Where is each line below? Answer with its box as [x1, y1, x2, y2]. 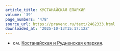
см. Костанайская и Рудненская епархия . [12, 40, 104, 46]
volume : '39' [5, 12, 33, 17]
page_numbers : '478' [5, 17, 50, 22]
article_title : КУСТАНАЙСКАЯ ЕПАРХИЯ [5, 7, 86, 13]
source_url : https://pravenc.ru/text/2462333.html [5, 21, 115, 27]
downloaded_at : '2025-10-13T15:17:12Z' [5, 26, 90, 31]
